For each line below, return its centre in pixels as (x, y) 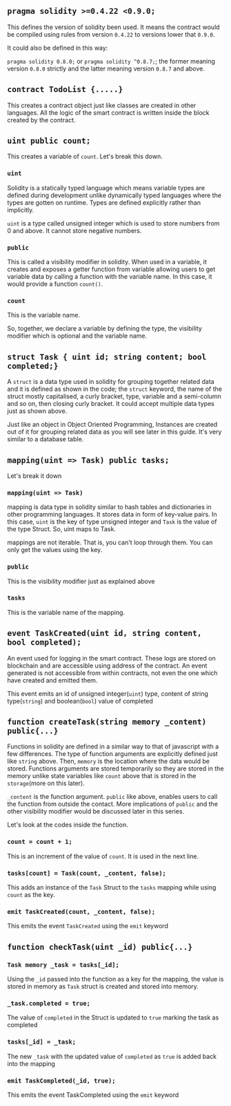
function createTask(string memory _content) (107, 722)
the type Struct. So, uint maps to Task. (61, 529)
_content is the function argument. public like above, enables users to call (112, 797)
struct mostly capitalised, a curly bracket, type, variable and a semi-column (114, 396)
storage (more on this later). (46, 783)
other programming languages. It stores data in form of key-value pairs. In (112, 515)
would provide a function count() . (55, 284)
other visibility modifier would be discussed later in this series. (96, 811)
